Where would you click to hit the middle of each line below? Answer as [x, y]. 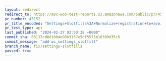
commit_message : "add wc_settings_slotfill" [51, 42]
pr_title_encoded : [24, 23]
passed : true [18, 51]
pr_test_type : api [24, 28]
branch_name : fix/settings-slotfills [44, 46]
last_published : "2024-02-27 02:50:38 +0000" [52, 32]
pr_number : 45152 [23, 19]
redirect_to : [18, 14]
